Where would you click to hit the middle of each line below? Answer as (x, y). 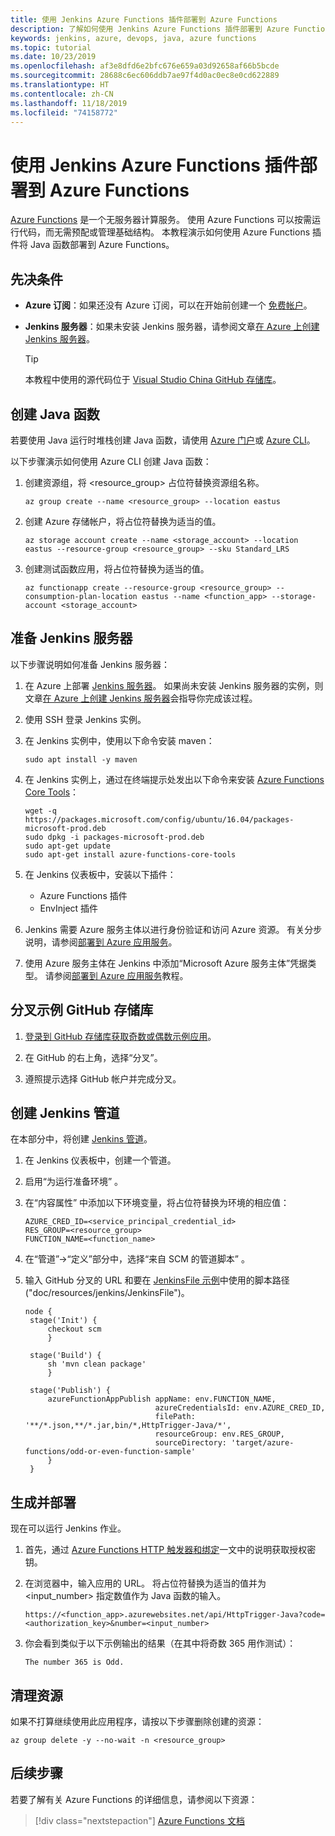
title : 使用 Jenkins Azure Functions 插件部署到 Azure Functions (144, 19)
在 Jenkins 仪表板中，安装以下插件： (100, 874)
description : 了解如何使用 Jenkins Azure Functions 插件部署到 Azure (150, 29)
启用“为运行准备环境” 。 (74, 1182)
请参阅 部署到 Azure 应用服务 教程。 (116, 975)
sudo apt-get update (67, 846)
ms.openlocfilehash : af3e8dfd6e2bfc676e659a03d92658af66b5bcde (145, 66)
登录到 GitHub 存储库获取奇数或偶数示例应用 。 (120, 1036)
